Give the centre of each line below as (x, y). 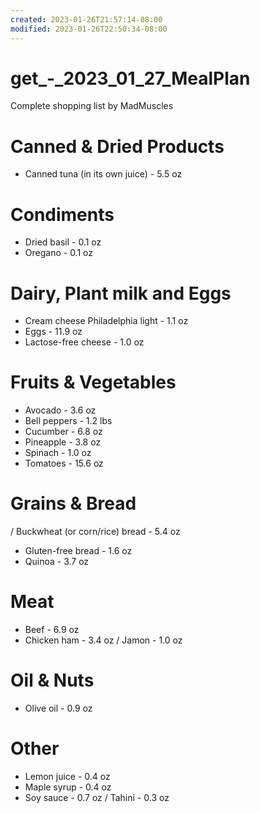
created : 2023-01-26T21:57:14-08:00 (86, 19)
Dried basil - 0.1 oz (63, 242)
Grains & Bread (73, 503)
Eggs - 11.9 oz (53, 332)
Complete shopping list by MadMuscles (92, 106)
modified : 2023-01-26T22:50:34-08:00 (89, 29)
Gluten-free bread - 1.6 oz (78, 551)
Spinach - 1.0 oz (58, 453)
